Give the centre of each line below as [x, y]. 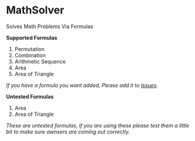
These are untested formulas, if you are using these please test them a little [98, 125]
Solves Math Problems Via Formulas [50, 26]
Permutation [30, 49]
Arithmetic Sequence [40, 61]
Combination [30, 55]
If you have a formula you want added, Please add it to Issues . [82, 85]
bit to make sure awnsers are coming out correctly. [68, 132]
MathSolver [35, 10]
